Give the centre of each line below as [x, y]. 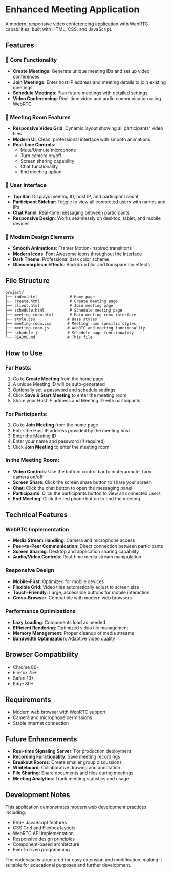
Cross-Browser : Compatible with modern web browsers [72, 598]
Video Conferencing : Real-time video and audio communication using [87, 98]
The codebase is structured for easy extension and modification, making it [84, 860]
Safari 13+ [23, 678]
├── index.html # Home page [50, 297]
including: [16, 812]
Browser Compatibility [42, 655]
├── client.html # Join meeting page [59, 306]
